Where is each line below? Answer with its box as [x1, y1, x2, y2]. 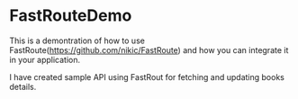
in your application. [9, 54, 81, 65]
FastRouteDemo [9, 5, 132, 26]
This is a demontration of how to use [9, 35, 146, 46]
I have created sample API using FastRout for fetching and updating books [9, 71, 285, 82]
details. [9, 81, 37, 92]
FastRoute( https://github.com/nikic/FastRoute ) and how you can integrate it [9, 44, 289, 55]
